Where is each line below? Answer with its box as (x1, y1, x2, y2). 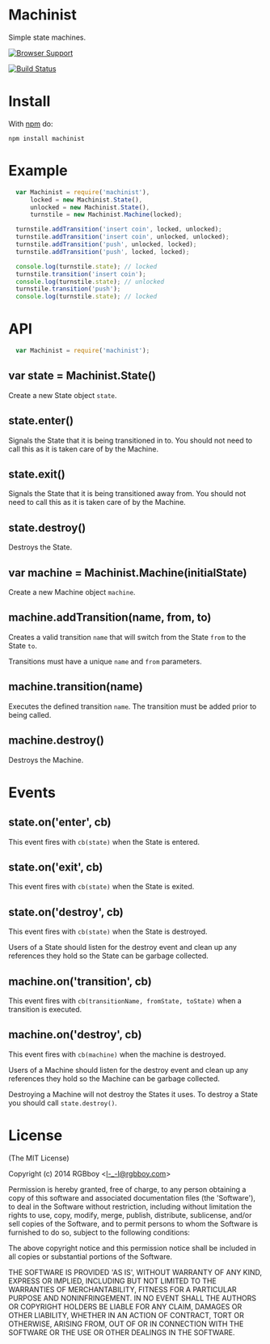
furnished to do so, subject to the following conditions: (8, 1227, 190, 1237)
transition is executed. (8, 1004, 82, 1014)
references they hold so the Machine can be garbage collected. (8, 1074, 221, 1083)
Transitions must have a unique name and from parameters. (8, 656, 202, 666)
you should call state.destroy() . (8, 1098, 117, 1108)
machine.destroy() (8, 734, 105, 748)
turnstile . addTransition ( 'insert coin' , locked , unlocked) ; (15, 225, 222, 234)
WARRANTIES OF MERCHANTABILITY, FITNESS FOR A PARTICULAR (8, 1284, 237, 1294)
